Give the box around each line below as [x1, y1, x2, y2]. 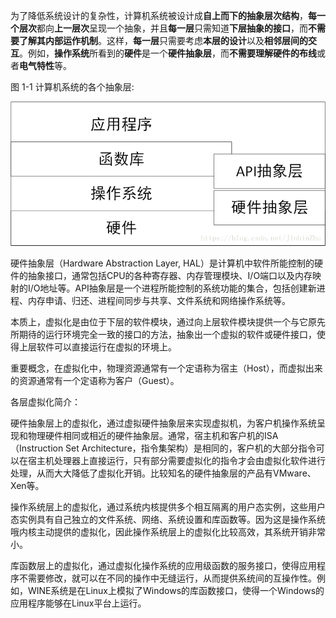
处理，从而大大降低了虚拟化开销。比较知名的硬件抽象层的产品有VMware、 [10, 467, 317, 479]
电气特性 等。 [19, 60, 72, 71]
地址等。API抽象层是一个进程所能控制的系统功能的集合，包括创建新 [39, 282, 317, 294]
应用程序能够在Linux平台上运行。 [10, 597, 147, 609]
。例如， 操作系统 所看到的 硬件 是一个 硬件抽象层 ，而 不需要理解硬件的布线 [19, 47, 317, 59]
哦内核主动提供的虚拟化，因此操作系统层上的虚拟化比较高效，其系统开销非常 [10, 526, 326, 538]
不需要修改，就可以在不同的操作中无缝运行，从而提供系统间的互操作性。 [18, 572, 317, 584]
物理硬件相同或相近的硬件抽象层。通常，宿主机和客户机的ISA [27, 430, 279, 442]
